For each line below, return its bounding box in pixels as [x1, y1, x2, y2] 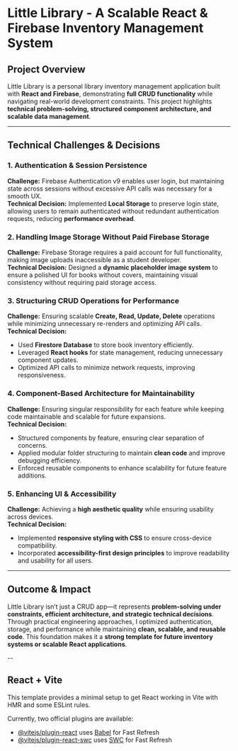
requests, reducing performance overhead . [7, 214, 136, 222]
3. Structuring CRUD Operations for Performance [7, 295, 179, 305]
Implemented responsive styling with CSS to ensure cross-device [17, 533, 212, 542]
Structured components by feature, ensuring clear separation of [17, 434, 205, 442]
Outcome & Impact [7, 583, 91, 596]
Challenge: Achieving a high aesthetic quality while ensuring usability [7, 504, 214, 513]
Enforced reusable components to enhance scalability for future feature [17, 463, 227, 472]
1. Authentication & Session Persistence [7, 161, 147, 171]
